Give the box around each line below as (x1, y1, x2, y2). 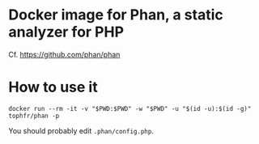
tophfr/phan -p (8, 112, 60, 120)
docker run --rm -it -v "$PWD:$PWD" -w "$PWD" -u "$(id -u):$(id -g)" (8, 104, 252, 112)
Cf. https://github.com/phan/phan (8, 49, 121, 59)
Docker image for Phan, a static (8, 6, 224, 24)
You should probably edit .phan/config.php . (8, 125, 154, 135)
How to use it (8, 78, 99, 96)
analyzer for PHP (8, 23, 124, 41)
